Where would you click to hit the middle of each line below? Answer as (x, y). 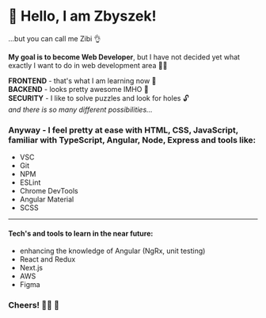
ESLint (30, 182)
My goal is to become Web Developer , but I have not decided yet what (124, 57)
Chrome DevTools (49, 191)
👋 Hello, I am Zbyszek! (82, 16)
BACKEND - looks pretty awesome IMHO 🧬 (78, 89)
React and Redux (47, 259)
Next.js (31, 268)
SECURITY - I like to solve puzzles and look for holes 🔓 (99, 98)
